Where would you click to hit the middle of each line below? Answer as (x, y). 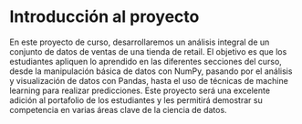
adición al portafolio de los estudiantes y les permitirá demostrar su (136, 100)
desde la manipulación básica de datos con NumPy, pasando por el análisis (151, 71)
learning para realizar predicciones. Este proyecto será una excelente (140, 90)
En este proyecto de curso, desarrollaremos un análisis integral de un (140, 42)
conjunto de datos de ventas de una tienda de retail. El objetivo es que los (148, 51)
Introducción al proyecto (104, 17)
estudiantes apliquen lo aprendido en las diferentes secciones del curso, (146, 61)
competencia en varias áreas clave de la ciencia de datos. (118, 109)
